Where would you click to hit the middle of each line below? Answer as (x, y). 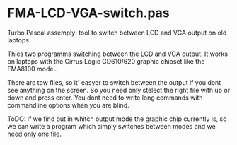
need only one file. (34, 134)
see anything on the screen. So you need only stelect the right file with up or (119, 90)
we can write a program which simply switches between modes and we (111, 126)
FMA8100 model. (32, 69)
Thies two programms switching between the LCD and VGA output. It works (118, 54)
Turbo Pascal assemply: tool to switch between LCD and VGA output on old (117, 33)
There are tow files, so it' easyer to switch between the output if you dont (114, 82)
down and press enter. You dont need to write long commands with (105, 98)
